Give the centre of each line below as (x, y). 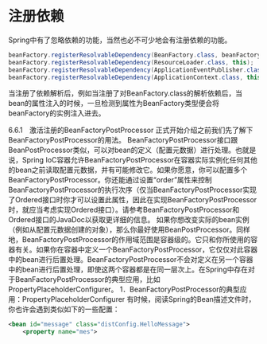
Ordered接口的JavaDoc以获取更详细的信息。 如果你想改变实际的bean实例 (129, 220)
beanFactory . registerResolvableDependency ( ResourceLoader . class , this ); (131, 62)
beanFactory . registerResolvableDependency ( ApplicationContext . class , (126, 77)
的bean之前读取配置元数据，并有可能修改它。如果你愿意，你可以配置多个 (128, 170)
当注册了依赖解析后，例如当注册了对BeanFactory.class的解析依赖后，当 (126, 93)
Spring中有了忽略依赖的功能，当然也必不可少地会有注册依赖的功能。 (120, 40)
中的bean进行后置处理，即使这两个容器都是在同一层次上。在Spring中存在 (128, 270)
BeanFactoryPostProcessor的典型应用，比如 (87, 279)
